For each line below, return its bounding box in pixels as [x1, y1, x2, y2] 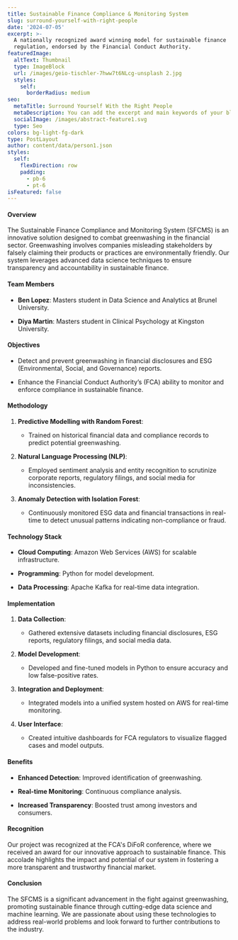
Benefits [7, 758, 33, 766]
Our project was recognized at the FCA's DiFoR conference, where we [7, 840, 212, 849]
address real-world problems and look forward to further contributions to [7, 917, 221, 926]
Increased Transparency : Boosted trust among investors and [17, 800, 198, 809]
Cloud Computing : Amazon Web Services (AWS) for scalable [17, 548, 197, 556]
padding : [20, 168, 46, 176]
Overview [7, 210, 37, 218]
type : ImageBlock [13, 63, 65, 70]
